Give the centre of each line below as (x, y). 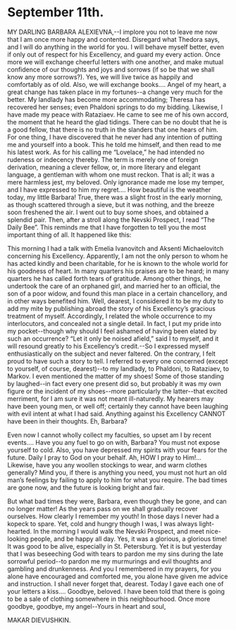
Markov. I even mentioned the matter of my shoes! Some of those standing (116, 376)
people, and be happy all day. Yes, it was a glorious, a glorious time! (129, 539)
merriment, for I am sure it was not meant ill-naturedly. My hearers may (111, 398)
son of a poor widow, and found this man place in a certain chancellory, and (117, 293)
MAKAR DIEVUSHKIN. (39, 620)
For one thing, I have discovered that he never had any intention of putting (115, 137)
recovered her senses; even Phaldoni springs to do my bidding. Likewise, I (115, 107)
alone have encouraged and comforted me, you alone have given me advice (118, 576)
